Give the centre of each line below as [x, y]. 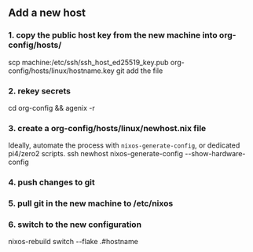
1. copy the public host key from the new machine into [113, 35]
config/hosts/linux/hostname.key [62, 71]
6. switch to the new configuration [75, 225]
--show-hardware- [215, 154]
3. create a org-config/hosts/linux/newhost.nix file [107, 128]
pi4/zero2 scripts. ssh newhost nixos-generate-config [95, 154]
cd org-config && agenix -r [52, 108]
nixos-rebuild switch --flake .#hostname [73, 242]
